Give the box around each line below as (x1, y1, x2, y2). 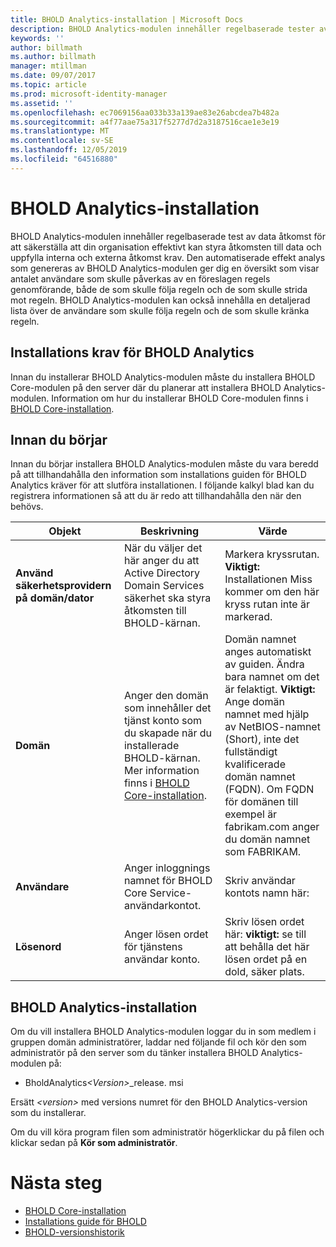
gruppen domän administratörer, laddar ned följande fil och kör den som (10, 1036, 307, 1048)
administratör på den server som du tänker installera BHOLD (10, 1047, 259, 1059)
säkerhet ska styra (123, 591, 212, 605)
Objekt (48, 524, 82, 538)
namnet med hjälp (224, 707, 310, 721)
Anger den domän (123, 689, 209, 703)
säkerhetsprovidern (15, 579, 112, 593)
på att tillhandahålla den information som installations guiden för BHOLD (10, 469, 307, 481)
